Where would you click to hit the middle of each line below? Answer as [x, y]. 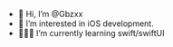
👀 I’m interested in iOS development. [86, 23]
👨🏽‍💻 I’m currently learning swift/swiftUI [91, 33]
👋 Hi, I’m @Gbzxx [50, 14]
